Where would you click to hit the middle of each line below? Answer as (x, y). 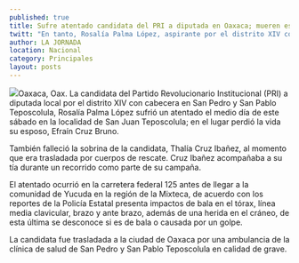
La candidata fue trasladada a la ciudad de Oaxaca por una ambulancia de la (149, 239)
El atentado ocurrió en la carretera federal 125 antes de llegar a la (129, 184)
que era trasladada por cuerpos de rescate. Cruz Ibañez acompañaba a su (146, 157)
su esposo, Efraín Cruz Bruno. (65, 131)
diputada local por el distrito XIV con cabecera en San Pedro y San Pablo (143, 102)
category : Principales (51, 59)
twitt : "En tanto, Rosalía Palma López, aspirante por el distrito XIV (145, 34)
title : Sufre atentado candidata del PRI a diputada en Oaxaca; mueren (145, 26)
